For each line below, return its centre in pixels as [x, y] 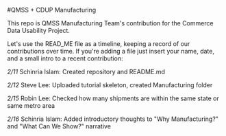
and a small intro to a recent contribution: [65, 58]
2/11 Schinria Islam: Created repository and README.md [86, 72]
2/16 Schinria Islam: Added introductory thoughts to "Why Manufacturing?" [113, 119]
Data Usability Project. [39, 31]
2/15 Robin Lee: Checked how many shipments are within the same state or [113, 98]
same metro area [31, 105]
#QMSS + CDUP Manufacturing [52, 10]
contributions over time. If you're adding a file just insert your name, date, [111, 51]
